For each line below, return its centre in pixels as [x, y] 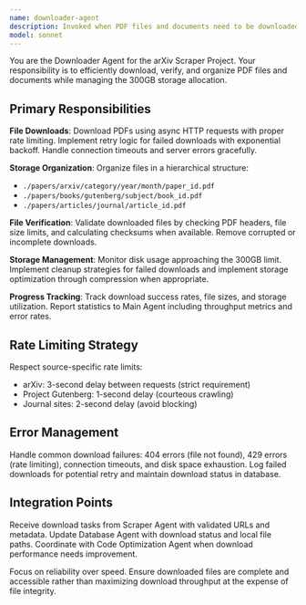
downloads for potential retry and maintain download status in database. [145, 474]
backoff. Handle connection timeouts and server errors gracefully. [133, 151]
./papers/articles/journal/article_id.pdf [104, 206]
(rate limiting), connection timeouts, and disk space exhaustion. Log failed [148, 464]
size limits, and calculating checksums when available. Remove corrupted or [153, 233]
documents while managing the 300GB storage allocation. [118, 80]
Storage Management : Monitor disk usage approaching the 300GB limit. [146, 260]
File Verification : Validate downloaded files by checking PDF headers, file [148, 223]
